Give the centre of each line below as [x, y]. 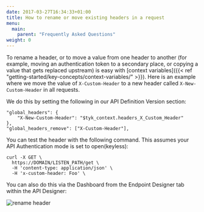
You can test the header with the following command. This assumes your [98, 140]
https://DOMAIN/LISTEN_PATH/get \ [55, 163]
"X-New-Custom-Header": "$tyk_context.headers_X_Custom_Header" [100, 118]
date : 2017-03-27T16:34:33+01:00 [49, 12]
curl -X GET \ [24, 157]
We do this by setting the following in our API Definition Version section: [97, 101]
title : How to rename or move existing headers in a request [86, 18]
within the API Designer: [37, 191]
